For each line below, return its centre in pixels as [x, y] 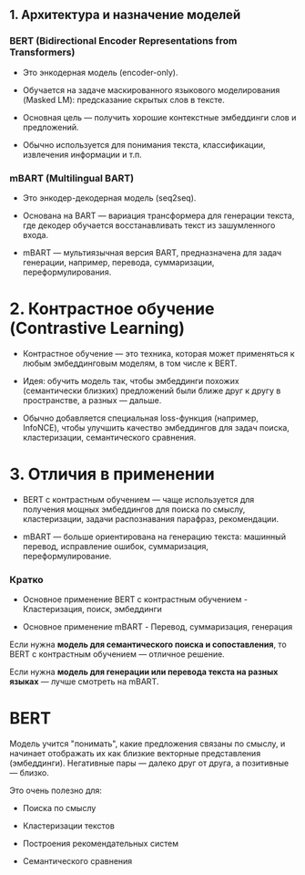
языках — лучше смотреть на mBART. [84, 682]
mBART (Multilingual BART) [72, 178]
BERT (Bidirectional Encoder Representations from [123, 41]
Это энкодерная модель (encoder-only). [100, 72]
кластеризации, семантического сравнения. [109, 437]
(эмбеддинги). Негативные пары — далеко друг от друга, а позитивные [149, 763]
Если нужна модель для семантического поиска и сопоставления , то [148, 645]
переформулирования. [67, 272]
